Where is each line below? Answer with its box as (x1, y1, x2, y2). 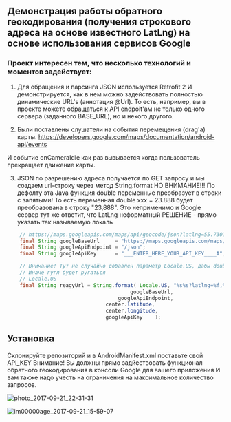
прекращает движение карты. (7, 160, 96, 169)
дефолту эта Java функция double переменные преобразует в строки (16, 189, 222, 197)
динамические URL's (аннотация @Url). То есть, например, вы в (16, 97, 206, 105)
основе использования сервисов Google (7, 38, 191, 50)
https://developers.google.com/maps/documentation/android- (38, 132, 215, 140)
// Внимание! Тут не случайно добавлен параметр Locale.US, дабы (19, 263, 211, 270)
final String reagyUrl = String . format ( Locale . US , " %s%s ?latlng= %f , (19, 282, 223, 288)
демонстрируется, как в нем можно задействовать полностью (16, 89, 203, 98)
